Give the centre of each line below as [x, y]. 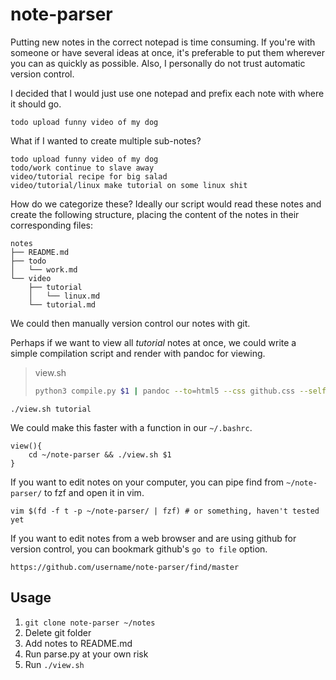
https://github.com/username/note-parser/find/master [125, 567]
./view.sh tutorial [51, 409]
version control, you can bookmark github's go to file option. [139, 549]
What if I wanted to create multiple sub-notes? [106, 140]
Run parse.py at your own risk [86, 654]
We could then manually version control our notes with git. [130, 323]
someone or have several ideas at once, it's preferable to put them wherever [167, 52]
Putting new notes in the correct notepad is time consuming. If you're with [163, 42]
